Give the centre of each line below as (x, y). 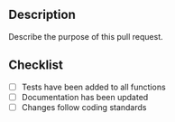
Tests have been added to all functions (93, 87)
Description (42, 15)
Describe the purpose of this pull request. (86, 36)
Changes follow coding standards (84, 107)
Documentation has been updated (85, 97)
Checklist (36, 66)
